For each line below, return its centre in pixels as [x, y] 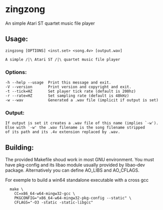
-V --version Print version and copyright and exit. [68, 87]
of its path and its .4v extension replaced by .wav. [63, 132]
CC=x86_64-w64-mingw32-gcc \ [45, 194]
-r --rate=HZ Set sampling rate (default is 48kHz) [67, 96]
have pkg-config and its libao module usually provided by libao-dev [75, 165]
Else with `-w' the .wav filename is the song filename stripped [75, 128]
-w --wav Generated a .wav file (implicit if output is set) [82, 100]
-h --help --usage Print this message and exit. [58, 83]
